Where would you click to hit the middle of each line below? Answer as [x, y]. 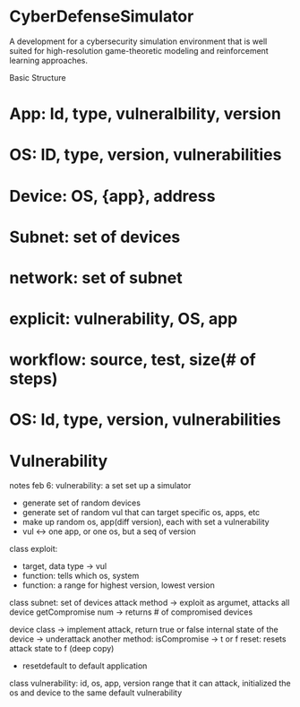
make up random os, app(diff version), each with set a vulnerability [146, 522]
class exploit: [34, 549]
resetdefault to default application [85, 666]
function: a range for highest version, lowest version [118, 585]
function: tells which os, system [81, 576]
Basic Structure [38, 77]
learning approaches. [48, 60]
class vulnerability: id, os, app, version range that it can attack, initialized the [150, 684]
